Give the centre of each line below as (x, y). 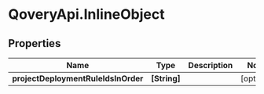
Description (211, 65)
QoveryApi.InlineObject (86, 14)
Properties (35, 43)
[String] (165, 78)
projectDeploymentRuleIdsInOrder (78, 78)
